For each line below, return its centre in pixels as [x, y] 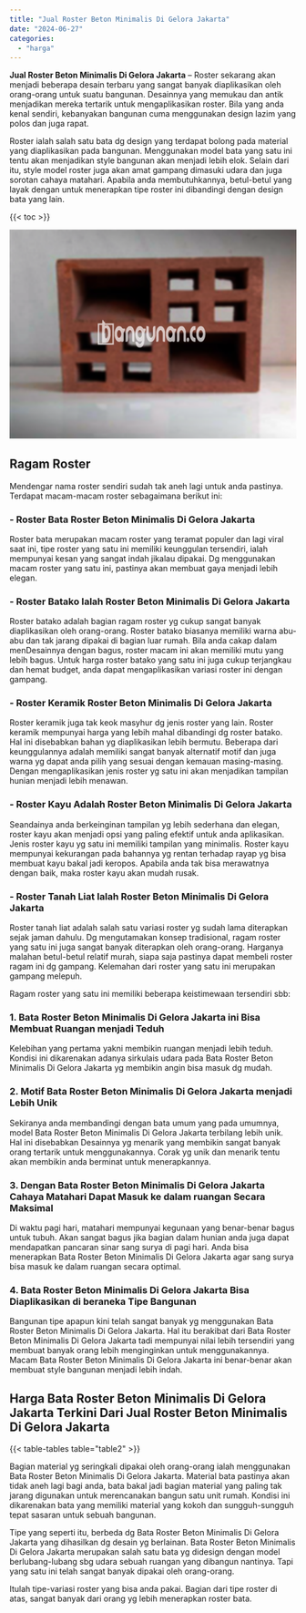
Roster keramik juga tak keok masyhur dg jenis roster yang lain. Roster [142, 723]
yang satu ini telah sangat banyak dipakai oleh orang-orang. [122, 1571]
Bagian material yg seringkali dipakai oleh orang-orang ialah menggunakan [150, 1466]
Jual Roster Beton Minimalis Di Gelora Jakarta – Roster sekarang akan [143, 75]
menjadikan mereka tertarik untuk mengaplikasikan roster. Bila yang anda [147, 104]
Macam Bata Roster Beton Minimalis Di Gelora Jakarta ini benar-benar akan [151, 1360]
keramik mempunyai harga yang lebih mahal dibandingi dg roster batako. [146, 733]
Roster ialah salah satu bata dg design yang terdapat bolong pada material [149, 141]
